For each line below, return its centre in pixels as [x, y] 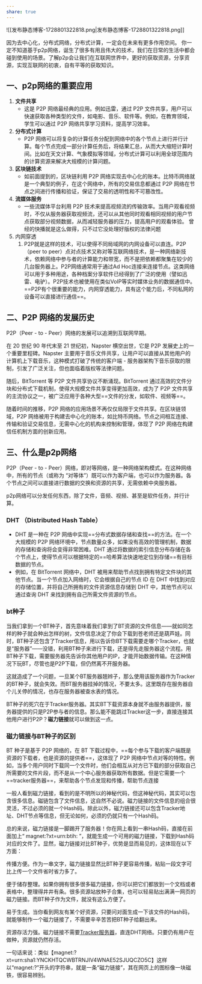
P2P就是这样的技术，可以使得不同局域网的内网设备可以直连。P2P [105, 244]
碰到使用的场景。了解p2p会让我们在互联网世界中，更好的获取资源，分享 [95, 57]
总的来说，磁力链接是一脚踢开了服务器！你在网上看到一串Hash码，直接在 [97, 828]
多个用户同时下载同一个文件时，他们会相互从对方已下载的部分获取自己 [109, 765]
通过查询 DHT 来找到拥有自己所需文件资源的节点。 [77, 594]
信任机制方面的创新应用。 [38, 432]
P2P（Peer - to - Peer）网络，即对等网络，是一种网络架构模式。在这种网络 [99, 468]
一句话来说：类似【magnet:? [41, 952]
